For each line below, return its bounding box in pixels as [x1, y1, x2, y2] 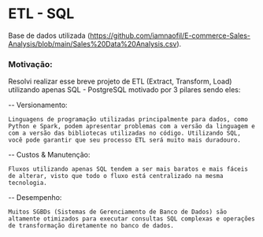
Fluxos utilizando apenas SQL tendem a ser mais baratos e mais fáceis [8, 165, 248, 173]
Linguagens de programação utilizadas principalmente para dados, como [8, 116, 248, 124]
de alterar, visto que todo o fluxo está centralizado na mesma [8, 172, 224, 180]
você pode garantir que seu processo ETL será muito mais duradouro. [8, 136, 242, 144]
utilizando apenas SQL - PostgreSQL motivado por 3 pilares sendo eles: [8, 85, 241, 94]
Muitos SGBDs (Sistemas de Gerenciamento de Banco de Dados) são [8, 208, 227, 217]
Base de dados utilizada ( [8, 31, 91, 40]
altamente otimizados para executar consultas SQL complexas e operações [8, 215, 256, 223]
